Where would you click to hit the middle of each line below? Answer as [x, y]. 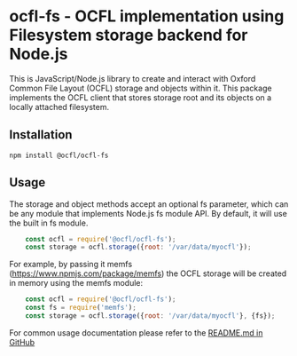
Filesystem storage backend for [129, 35]
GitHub [22, 342]
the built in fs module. [49, 223]
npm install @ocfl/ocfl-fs [59, 155]
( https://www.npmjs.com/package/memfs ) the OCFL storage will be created [148, 273]
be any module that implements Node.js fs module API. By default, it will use [148, 213]
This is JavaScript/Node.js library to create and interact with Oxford [133, 78]
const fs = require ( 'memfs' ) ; [81, 308]
